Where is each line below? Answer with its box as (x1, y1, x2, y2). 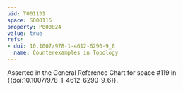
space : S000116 (7, 17, 52, 24)
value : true (7, 29, 42, 37)
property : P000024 (7, 23, 61, 30)
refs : (7, 36, 23, 43)
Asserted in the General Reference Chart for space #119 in (7, 68, 177, 77)
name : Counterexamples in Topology (13, 50, 119, 57)
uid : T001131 (7, 10, 46, 17)
